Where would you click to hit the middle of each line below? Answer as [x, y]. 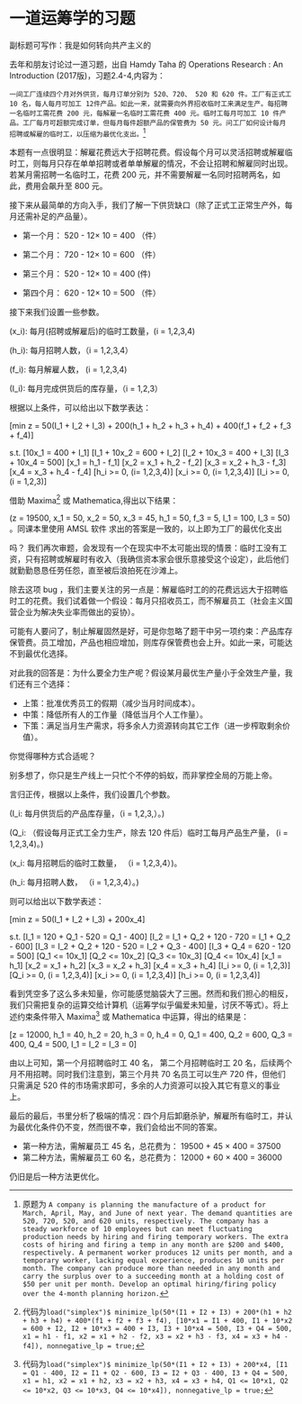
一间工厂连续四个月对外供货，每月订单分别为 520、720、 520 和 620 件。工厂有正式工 [151, 94]
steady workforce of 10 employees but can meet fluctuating [137, 1229]
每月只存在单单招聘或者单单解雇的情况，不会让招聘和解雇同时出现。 [166, 163]
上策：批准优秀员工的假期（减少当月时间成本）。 [111, 703]
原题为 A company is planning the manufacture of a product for [144, 1204]
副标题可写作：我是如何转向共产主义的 [80, 45]
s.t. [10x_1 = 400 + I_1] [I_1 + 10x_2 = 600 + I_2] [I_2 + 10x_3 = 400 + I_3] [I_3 [149, 452]
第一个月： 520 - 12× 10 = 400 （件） [92, 235]
